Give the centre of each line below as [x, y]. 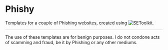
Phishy [20, 9]
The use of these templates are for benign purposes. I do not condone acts [82, 37]
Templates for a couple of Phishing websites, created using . [79, 23]
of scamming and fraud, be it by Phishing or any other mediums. [71, 42]
